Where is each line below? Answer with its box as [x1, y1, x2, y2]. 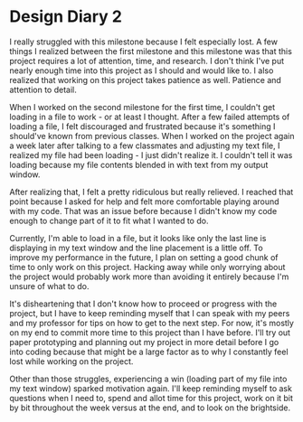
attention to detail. [9, 84, 77, 95]
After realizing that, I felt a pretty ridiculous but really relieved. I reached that [9, 186, 294, 197]
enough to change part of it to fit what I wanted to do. [9, 215, 209, 226]
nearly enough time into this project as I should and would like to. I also [9, 65, 274, 76]
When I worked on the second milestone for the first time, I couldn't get [9, 101, 276, 112]
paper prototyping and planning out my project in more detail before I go [9, 336, 279, 347]
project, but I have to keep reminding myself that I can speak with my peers [9, 307, 290, 318]
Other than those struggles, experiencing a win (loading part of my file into [9, 373, 288, 384]
